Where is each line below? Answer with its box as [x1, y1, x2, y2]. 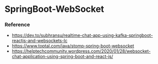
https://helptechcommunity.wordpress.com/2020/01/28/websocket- [11, 48, 151, 54]
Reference [4, 21, 30, 28]
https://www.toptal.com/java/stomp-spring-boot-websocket [11, 43, 134, 49]
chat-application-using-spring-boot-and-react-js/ [11, 54, 113, 60]
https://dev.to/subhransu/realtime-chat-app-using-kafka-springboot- [11, 32, 153, 38]
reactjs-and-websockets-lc [11, 38, 68, 44]
